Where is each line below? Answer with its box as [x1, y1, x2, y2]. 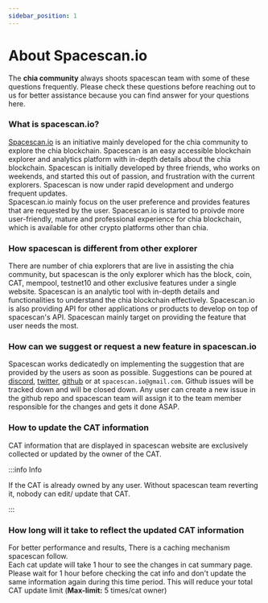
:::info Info [8, 465, 43, 474]
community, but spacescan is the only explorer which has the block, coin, [8, 270, 252, 279]
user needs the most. [8, 321, 79, 331]
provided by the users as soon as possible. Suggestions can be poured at [8, 368, 252, 378]
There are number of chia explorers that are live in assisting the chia [8, 261, 234, 271]
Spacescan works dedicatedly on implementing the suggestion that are [8, 359, 245, 369]
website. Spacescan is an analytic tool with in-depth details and [8, 287, 220, 296]
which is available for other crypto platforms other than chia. [8, 222, 209, 232]
